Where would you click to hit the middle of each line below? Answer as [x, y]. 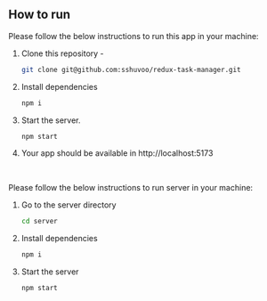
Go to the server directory [69, 205]
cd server [40, 222]
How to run [40, 15]
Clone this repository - [62, 53]
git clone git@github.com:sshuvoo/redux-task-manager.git [131, 69]
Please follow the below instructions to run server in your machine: [131, 188]
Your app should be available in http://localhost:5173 [117, 153]
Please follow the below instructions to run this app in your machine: [133, 36]
